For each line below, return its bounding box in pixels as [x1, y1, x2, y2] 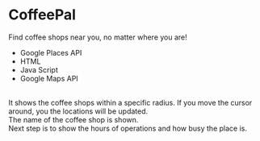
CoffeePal [8, 6, 77, 24]
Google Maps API [19, 73, 78, 83]
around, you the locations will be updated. [8, 106, 149, 116]
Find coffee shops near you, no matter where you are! [8, 32, 187, 42]
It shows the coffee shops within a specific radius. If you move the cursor [8, 97, 253, 107]
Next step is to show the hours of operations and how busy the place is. [8, 123, 248, 133]
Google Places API [19, 48, 82, 57]
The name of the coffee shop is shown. [8, 114, 139, 124]
